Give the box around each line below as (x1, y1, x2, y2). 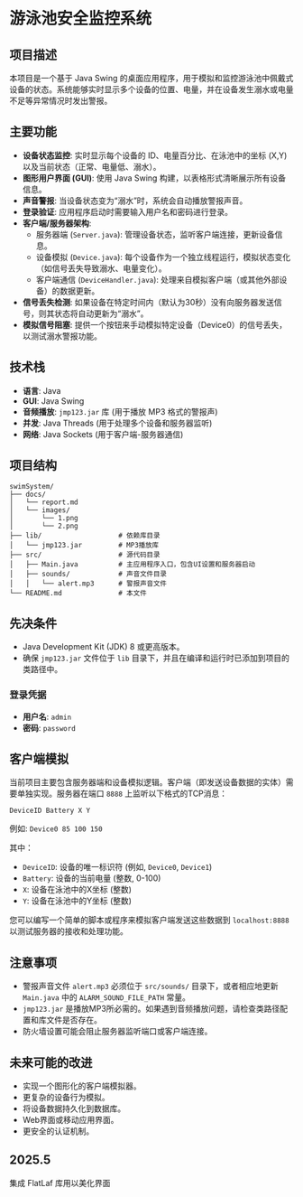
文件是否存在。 (46, 1015, 102, 1025)
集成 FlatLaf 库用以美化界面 (9, 1177, 111, 1188)
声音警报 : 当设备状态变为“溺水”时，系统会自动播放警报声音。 (22, 195, 248, 206)
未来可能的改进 (9, 1054, 93, 1071)
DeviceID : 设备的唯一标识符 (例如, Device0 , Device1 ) (22, 862, 213, 873)
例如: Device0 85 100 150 (9, 823, 103, 834)
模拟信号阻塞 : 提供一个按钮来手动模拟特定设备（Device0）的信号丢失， (22, 319, 288, 330)
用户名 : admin (22, 711, 72, 722)
